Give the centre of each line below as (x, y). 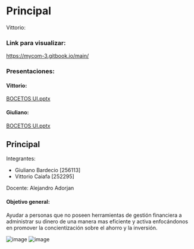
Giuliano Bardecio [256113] (48, 170)
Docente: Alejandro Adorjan (40, 188)
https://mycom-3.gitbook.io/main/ (48, 56)
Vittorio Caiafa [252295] (44, 176)
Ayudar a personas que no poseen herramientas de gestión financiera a (94, 215)
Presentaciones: (30, 71)
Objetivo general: (28, 201)
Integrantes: (21, 158)
